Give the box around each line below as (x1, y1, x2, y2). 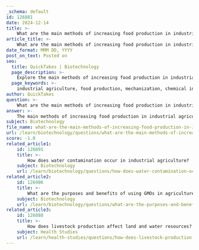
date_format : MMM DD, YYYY (6, 47, 73, 53)
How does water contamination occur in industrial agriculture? (27, 158, 190, 164)
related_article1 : (6, 140, 52, 147)
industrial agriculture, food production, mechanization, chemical (17, 86, 187, 92)
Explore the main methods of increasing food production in (17, 75, 168, 81)
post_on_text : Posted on (6, 53, 68, 59)
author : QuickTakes (6, 91, 54, 97)
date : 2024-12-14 (6, 20, 49, 25)
